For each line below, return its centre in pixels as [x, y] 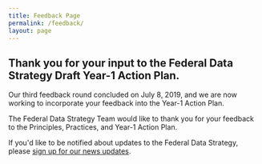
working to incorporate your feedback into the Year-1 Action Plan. [116, 103]
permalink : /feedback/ [46, 23]
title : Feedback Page [44, 16]
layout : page [30, 30]
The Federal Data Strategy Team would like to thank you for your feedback [131, 119]
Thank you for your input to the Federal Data [121, 63]
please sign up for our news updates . [70, 151]
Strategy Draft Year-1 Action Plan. [94, 76]
